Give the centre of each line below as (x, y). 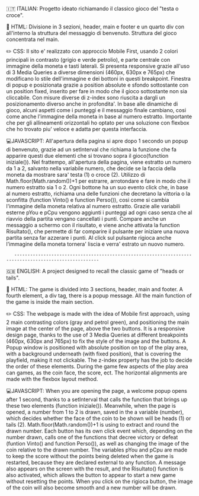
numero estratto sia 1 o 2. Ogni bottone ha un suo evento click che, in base (97, 187)
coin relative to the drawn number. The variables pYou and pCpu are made (97, 450)
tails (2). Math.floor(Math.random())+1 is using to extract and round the (93, 425)
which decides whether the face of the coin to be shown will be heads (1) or (99, 418)
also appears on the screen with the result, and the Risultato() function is (95, 469)
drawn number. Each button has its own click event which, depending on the (99, 431)
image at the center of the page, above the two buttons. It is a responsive (96, 328)
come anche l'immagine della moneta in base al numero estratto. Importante (99, 116)
